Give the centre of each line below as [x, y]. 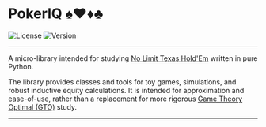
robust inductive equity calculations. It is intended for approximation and [126, 90]
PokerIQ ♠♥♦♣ [56, 14]
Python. [21, 66]
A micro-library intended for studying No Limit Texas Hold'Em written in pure [133, 58]
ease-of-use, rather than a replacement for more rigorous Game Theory [125, 99]
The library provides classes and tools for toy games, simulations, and [122, 82]
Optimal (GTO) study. [43, 106]
